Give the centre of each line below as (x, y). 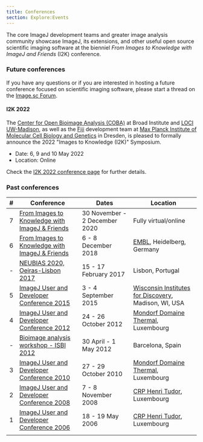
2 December (100, 221)
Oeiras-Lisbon (40, 271)
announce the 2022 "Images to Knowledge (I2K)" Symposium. (84, 142)
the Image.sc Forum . (32, 95)
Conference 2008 (45, 403)
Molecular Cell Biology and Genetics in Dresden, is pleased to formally (94, 136)
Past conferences (33, 187)
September (98, 295)
